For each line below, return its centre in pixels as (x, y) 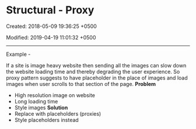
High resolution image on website (55, 95)
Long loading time (36, 101)
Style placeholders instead (46, 120)
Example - (18, 54)
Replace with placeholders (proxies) (58, 113)
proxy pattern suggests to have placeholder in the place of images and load (97, 78)
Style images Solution (41, 107)
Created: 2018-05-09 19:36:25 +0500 (52, 26)
